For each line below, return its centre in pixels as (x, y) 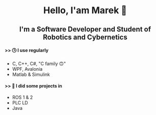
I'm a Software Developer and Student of (85, 29)
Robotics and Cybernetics (85, 37)
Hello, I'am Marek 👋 (85, 10)
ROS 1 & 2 (22, 97)
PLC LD (20, 103)
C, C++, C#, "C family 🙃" (39, 64)
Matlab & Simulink (31, 74)
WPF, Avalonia (27, 69)
